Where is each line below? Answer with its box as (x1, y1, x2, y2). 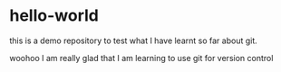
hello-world (9, 5, 100, 26)
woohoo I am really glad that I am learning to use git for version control (9, 52, 274, 63)
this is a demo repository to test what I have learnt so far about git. (9, 35, 258, 46)
